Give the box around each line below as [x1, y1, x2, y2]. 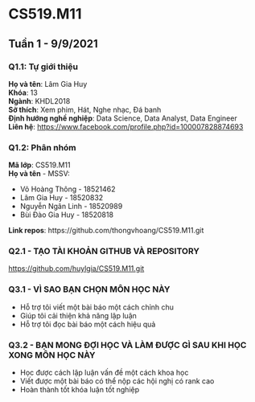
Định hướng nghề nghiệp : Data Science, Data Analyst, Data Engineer [8, 113, 237, 123]
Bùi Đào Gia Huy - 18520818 [19, 210, 114, 219]
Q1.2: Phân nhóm [8, 142, 76, 153]
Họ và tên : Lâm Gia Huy [8, 79, 88, 88]
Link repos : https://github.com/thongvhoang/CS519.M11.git [8, 226, 204, 236]
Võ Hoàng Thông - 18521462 [19, 184, 116, 194]
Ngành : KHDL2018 [8, 96, 71, 105]
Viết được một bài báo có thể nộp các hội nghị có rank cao [19, 376, 215, 386]
